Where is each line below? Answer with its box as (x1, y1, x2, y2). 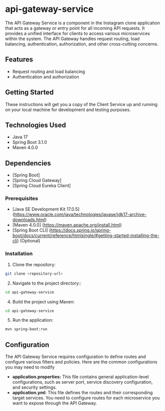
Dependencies (5, 159, 51, 167)
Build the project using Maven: (12, 298, 75, 304)
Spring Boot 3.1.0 (12, 139, 47, 145)
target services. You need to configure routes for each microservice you (12, 395, 160, 401)
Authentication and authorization (12, 73, 79, 80)
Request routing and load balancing (12, 68, 85, 74)
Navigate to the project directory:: (12, 280, 82, 286)
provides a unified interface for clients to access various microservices (5, 30, 150, 36)
